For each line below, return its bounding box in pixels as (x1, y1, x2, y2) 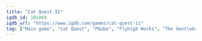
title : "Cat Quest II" (6, 8, 63, 15)
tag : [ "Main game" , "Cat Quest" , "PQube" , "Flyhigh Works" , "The (6, 25, 174, 32)
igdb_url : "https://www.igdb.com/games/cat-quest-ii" (6, 20, 144, 26)
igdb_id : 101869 (6, 14, 47, 20)
